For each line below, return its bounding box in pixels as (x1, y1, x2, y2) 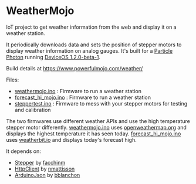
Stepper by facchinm (14, 159, 66, 166)
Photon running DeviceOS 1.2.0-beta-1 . (6, 53, 101, 60)
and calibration (14, 106, 51, 113)
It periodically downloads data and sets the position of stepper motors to (6, 41, 182, 48)
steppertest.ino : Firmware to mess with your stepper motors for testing (14, 100, 188, 107)
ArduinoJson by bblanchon (14, 171, 80, 178)
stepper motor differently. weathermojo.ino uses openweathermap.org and (6, 124, 187, 131)
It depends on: (6, 148, 41, 155)
